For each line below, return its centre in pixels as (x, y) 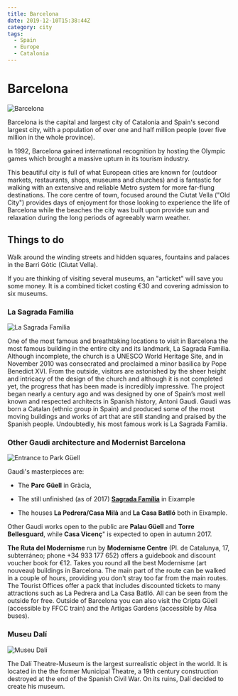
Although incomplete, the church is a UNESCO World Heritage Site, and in (115, 356)
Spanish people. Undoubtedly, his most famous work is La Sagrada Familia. (118, 424)
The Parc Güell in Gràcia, (54, 485)
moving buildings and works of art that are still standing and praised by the (117, 416)
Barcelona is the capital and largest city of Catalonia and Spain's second (113, 122)
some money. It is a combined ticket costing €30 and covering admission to (118, 286)
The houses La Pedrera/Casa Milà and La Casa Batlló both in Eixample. (123, 513)
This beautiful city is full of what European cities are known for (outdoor (113, 172)
